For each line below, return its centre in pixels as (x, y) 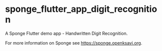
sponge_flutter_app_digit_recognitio (81, 9)
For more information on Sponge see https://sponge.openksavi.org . (74, 43)
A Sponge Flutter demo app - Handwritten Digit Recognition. (66, 33)
